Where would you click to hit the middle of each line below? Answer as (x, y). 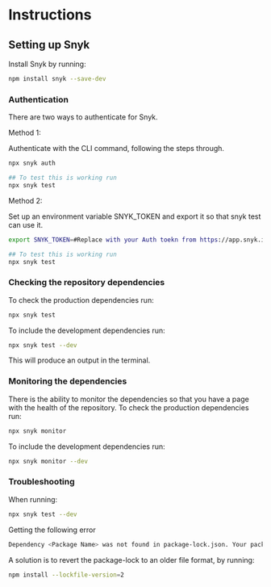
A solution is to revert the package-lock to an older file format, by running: (131, 560)
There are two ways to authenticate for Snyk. (83, 117)
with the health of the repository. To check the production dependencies (129, 407)
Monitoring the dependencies (68, 381)
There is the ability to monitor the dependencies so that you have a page (129, 399)
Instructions (50, 15)
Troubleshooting (42, 482)
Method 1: (25, 133)
